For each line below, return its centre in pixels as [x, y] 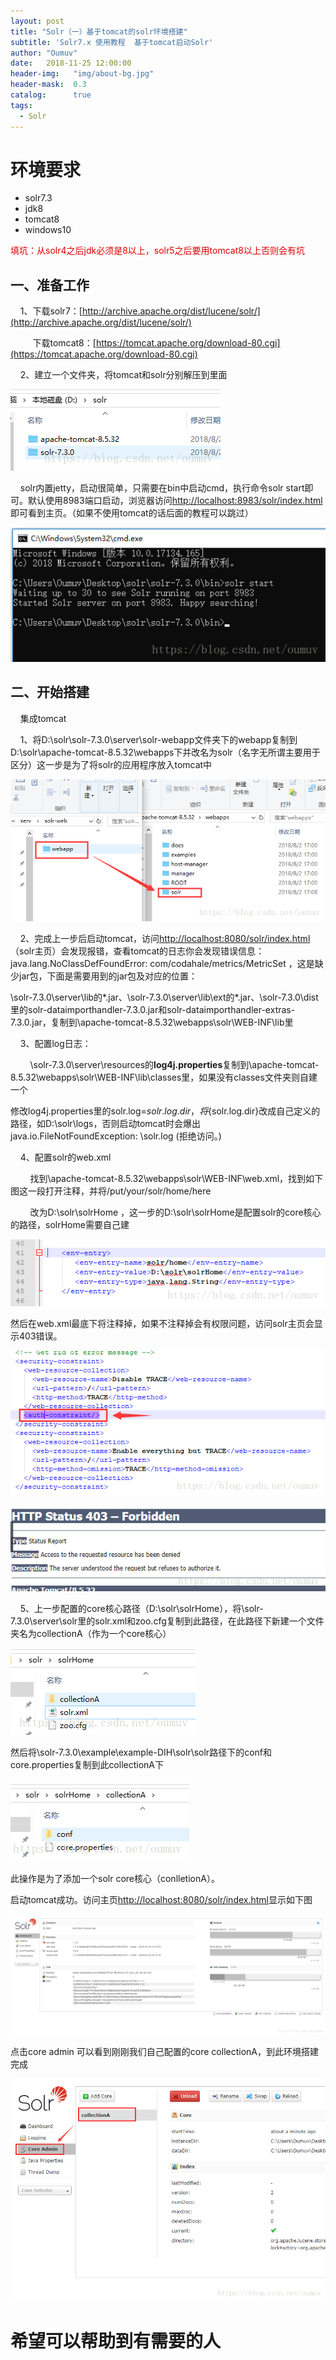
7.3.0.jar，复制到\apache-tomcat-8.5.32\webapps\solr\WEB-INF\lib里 [152, 1022]
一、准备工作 [50, 285]
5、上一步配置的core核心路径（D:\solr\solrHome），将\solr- [141, 1609]
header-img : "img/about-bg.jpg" [82, 74]
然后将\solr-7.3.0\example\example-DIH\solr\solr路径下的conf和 [141, 1752]
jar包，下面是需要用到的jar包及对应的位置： [108, 976]
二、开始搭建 [50, 692]
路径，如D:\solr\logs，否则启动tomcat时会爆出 [106, 1124]
